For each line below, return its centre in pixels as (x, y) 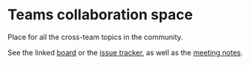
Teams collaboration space (100, 15)
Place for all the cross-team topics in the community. (95, 37)
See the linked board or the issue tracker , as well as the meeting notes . (125, 52)
